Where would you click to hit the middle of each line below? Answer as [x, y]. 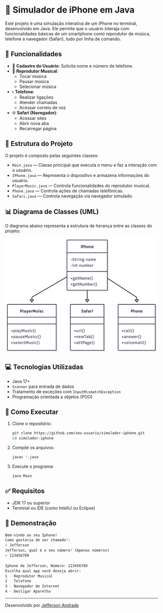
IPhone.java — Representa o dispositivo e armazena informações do [81, 175]
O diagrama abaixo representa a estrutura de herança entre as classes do [79, 226]
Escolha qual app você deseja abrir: [43, 571]
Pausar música [34, 81]
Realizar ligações [36, 97]
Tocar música [33, 76]
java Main [22, 476]
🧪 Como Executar [32, 412]
